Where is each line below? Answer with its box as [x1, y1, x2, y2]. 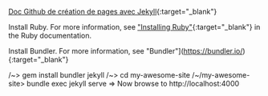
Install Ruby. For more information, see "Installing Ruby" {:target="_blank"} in [8, 22, 261, 31]
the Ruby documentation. [8, 31, 92, 40]
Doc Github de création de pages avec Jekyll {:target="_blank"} [8, 7, 217, 16]
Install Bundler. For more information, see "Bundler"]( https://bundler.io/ [8, 46, 243, 55]
